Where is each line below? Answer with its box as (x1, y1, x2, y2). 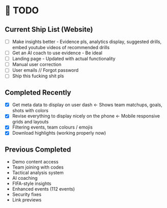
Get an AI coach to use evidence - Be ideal (12, 50, 103, 56)
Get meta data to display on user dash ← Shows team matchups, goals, (12, 102, 163, 108)
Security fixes (12, 192, 42, 198)
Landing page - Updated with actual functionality (12, 56, 116, 62)
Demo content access (12, 159, 59, 165)
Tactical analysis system (12, 170, 64, 176)
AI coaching (12, 175, 38, 181)
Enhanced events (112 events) (12, 186, 75, 192)
